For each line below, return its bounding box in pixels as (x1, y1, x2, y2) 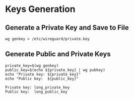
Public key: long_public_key (5, 89, 68, 94)
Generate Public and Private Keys (5, 50, 111, 58)
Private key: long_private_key (5, 85, 70, 90)
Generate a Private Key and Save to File (5, 23, 129, 32)
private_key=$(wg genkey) (5, 63, 59, 68)
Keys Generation (5, 3, 75, 15)
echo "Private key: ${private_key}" (5, 72, 81, 77)
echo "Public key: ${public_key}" (5, 76, 79, 81)
